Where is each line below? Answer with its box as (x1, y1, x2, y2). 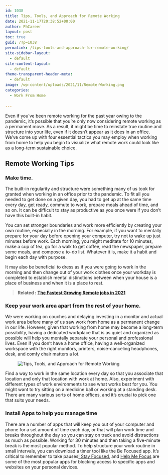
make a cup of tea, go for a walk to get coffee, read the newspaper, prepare (5, 244, 162, 250)
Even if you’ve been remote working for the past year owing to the (5, 113, 142, 119)
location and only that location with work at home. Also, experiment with (5, 376, 154, 382)
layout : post (5, 29, 33, 35)
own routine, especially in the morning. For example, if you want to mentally (5, 228, 161, 234)
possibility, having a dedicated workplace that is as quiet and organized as (5, 330, 159, 336)
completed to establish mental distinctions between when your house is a (5, 274, 157, 281)
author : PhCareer (5, 24, 42, 29)
